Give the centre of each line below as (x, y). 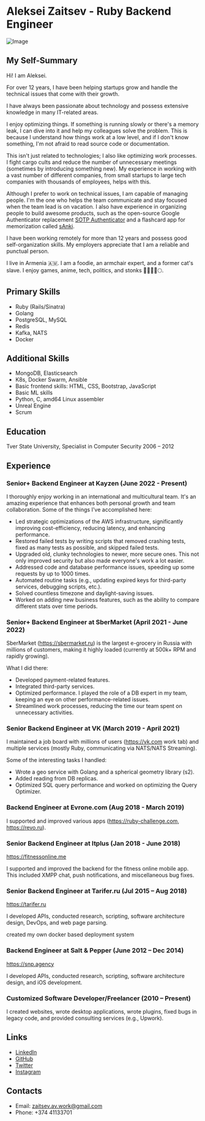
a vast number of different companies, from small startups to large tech (96, 175)
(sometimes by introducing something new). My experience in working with (102, 168)
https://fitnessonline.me (36, 857)
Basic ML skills (34, 393)
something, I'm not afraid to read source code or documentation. (88, 144)
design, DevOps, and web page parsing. (57, 923)
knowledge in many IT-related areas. (53, 112)
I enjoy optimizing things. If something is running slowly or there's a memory (102, 124)
